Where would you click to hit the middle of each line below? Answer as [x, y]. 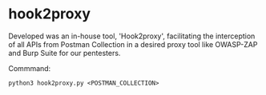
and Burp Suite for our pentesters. [64, 53]
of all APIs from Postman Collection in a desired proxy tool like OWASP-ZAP [133, 44]
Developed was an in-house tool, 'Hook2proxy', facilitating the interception [132, 36]
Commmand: [30, 68]
